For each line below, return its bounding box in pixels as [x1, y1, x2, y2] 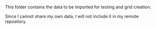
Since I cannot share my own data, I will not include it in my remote [5, 14, 139, 19]
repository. [5, 19, 27, 24]
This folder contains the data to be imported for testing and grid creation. [5, 4, 152, 10]
